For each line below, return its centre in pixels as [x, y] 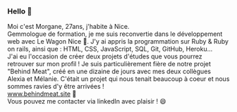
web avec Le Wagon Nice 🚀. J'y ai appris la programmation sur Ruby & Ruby [118, 42]
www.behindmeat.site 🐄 [42, 94]
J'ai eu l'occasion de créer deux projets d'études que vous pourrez [105, 56]
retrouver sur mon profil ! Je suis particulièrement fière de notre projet [109, 64]
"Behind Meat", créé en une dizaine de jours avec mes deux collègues [109, 71]
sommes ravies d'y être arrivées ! [56, 87]
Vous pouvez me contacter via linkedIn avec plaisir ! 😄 [87, 101]
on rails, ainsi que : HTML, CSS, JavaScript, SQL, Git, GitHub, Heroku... [110, 49]
